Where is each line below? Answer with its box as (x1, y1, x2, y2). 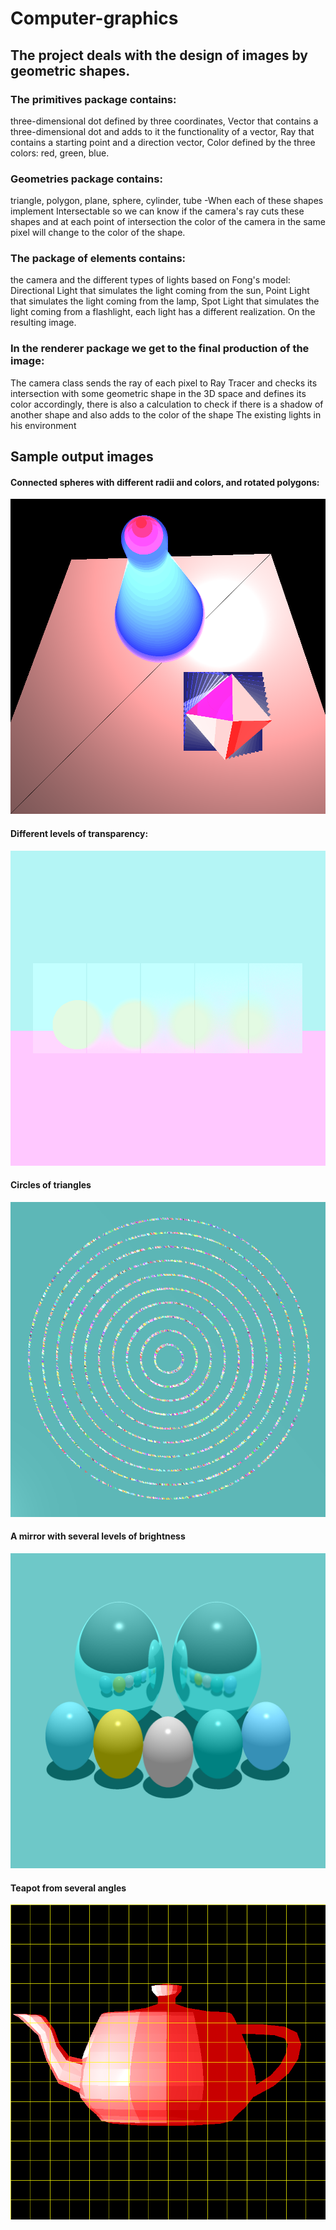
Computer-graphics (10, 7, 179, 30)
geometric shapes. (10, 62, 131, 79)
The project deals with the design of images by (10, 47, 308, 64)
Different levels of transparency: (10, 827, 149, 839)
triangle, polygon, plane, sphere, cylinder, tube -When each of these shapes (10, 195, 324, 207)
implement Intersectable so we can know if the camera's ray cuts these (10, 205, 305, 217)
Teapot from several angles (10, 1882, 127, 1894)
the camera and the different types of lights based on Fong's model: (10, 274, 291, 286)
